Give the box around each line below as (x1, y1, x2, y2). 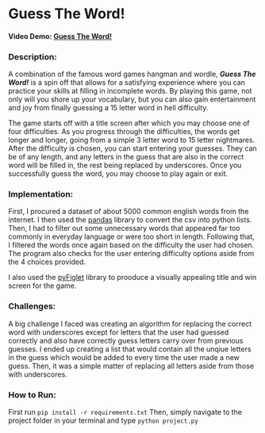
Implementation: (8, 189, 74, 199)
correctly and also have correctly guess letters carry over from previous (8, 335, 244, 345)
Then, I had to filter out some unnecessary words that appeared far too (8, 224, 240, 233)
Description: (8, 51, 57, 62)
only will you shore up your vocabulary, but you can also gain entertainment (8, 94, 256, 104)
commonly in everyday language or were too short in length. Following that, (8, 232, 255, 242)
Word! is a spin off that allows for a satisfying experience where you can (8, 78, 246, 87)
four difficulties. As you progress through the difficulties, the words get (8, 127, 240, 136)
